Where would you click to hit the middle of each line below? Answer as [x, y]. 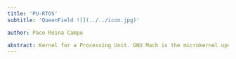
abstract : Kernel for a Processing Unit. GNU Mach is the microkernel [113, 45]
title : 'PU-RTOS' [33, 14]
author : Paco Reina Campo [45, 33]
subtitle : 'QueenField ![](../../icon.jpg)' [73, 20]
